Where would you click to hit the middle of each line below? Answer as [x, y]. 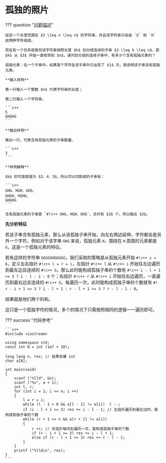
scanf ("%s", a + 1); [36, 383]
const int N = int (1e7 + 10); [37, 347]
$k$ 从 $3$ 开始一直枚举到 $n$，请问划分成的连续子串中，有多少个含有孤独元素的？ [81, 55]
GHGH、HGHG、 [18, 196]
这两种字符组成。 [20, 40]
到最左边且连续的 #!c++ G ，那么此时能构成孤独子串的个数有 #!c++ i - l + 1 [83, 270]
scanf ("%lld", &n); [35, 378]
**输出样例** [17, 130]
